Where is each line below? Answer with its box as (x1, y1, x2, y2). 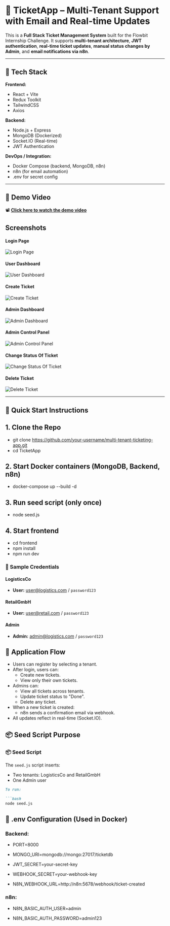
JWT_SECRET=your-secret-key (12, 862, 78, 868)
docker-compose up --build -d (12, 483, 77, 489)
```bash (5, 796, 22, 801)
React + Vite (12, 91, 39, 97)
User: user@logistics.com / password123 (12, 587, 96, 593)
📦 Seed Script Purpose (5, 731, 81, 739)
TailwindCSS (12, 102, 39, 108)
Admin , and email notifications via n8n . (5, 48, 90, 54)
